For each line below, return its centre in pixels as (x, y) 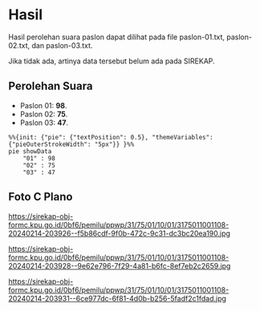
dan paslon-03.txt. (62, 45)
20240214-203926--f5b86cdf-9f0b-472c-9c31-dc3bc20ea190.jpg (120, 233)
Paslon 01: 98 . (43, 105)
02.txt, (19, 45)
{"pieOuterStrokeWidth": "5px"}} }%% (71, 144)
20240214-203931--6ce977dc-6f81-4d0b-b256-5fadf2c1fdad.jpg (118, 298)
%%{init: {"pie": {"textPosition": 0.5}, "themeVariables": (111, 137)
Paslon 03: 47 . (44, 123)
